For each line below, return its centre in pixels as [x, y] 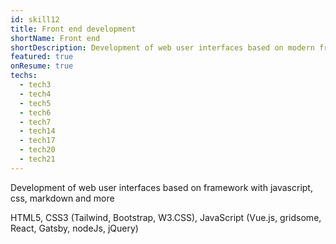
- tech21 [37, 159]
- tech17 [37, 141]
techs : [24, 76]
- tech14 [37, 131]
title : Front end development [73, 29]
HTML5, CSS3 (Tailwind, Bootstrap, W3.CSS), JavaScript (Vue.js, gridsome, [166, 217]
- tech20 [37, 150]
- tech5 [35, 103]
